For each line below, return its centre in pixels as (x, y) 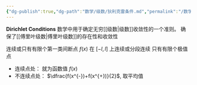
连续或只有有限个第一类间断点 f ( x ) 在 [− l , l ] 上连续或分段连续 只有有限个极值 (97, 49)
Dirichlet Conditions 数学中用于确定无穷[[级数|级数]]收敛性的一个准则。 (93, 29)
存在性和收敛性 (100, 36)
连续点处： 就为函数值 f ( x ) (46, 69)
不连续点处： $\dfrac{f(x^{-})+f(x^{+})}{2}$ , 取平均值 (79, 76)
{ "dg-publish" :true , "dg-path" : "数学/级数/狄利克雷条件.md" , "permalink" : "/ (95, 11)
